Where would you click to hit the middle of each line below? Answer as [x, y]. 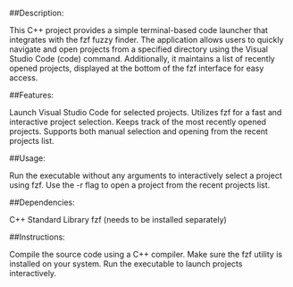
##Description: [37, 13]
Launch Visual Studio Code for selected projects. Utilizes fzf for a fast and [146, 112]
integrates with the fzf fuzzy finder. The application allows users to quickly [146, 40]
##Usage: [28, 158]
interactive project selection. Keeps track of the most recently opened [138, 122]
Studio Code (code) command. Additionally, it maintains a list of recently [142, 59]
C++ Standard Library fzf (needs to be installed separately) [118, 219]
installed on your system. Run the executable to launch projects [126, 264]
